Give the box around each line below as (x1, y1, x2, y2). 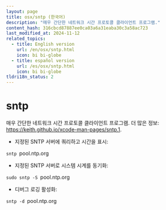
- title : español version (11, 57, 75, 63)
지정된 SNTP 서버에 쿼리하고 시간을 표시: (14, 138, 109, 145)
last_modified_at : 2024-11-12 (6, 31, 80, 36)
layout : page (6, 8, 38, 15)
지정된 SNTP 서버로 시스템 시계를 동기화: (14, 162, 109, 169)
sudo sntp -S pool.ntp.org (6, 174, 70, 181)
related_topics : (6, 36, 46, 42)
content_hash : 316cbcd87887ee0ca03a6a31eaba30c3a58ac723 (6, 25, 148, 31)
